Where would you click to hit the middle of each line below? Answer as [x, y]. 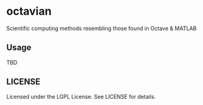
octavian [29, 11]
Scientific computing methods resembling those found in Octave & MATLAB [102, 28]
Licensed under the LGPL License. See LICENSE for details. [81, 96]
